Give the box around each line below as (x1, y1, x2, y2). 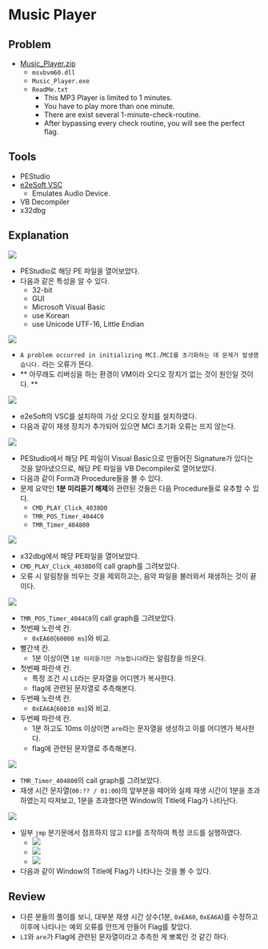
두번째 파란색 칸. (19, 713, 72, 723)
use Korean (31, 310, 70, 320)
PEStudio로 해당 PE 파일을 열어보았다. (19, 266, 140, 276)
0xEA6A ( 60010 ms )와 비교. (31, 703, 111, 713)
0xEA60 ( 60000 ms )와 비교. (31, 633, 111, 643)
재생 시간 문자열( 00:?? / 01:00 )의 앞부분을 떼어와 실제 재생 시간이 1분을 (19, 785, 246, 795)
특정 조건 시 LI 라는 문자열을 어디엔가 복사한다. (31, 673, 176, 683)
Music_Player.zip (19, 59, 76, 68)
